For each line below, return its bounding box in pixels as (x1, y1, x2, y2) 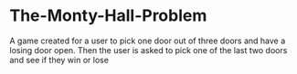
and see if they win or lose (9, 54, 110, 65)
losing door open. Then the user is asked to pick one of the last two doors (9, 44, 288, 55)
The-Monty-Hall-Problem (9, 5, 207, 26)
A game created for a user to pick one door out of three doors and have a (9, 35, 286, 46)
